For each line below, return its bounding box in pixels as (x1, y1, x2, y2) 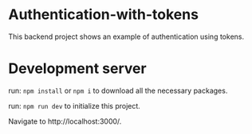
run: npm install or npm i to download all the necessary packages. (8, 86, 228, 95)
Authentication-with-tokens (8, 6, 199, 24)
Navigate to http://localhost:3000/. (8, 117, 122, 126)
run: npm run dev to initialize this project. (8, 101, 141, 110)
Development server (8, 59, 147, 78)
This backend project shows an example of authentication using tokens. (8, 32, 245, 41)
